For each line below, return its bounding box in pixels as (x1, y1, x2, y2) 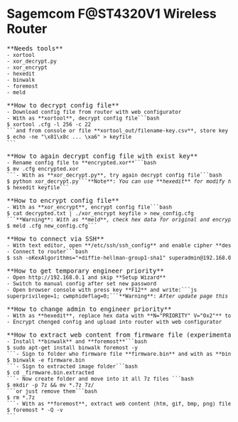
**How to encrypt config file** (6, 196, 119, 204)
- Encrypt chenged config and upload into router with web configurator (6, 318, 222, 325)
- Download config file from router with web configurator (6, 108, 182, 115)
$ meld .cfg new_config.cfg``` (6, 222, 97, 229)
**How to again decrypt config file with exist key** (6, 152, 198, 160)
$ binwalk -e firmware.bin (6, 357, 85, 364)
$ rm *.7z (6, 394, 36, 401)
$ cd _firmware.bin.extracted (6, 369, 94, 376)
